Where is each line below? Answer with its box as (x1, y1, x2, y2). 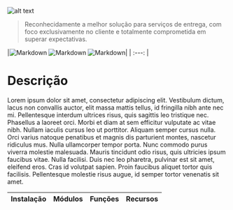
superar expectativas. (24, 35, 87, 43)
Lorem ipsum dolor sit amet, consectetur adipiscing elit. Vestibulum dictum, (7, 96, 225, 104)
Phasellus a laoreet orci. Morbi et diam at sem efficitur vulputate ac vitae (7, 118, 216, 126)
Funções (90, 194, 120, 204)
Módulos (52, 194, 83, 204)
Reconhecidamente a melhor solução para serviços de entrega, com (24, 20, 222, 28)
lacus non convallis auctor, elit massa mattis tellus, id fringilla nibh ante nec (7, 103, 224, 112)
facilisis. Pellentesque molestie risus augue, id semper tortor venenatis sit (7, 170, 219, 178)
